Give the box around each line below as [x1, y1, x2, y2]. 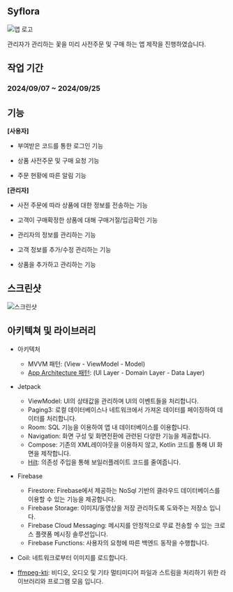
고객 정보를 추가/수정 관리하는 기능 [17, 245, 112, 253]
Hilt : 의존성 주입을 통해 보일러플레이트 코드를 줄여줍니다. [27, 457, 181, 466]
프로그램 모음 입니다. [47, 577, 103, 585]
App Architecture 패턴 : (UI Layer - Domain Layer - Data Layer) [27, 368, 205, 376]
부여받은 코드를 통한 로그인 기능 [17, 141, 103, 149]
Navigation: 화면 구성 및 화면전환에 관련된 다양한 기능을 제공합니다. [27, 431, 211, 440]
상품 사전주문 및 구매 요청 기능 [17, 156, 100, 165]
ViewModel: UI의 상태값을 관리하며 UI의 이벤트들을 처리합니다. [27, 397, 199, 405]
